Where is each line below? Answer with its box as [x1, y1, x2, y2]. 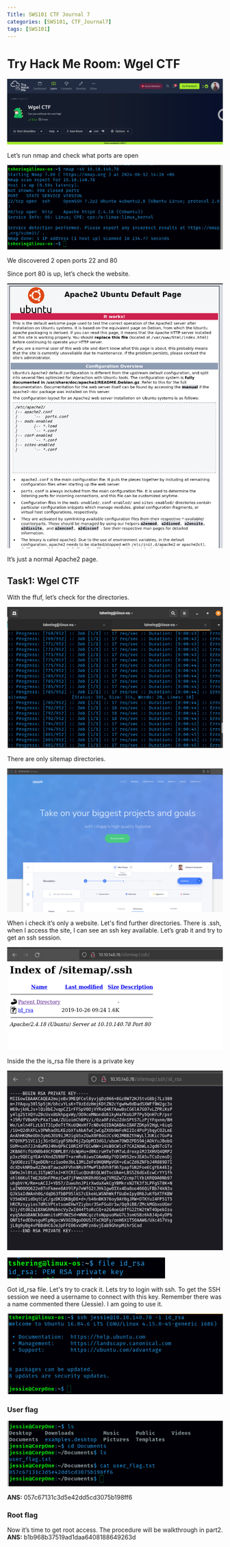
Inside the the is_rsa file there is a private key [7, 1057, 135, 1065]
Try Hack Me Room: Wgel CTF [7, 56, 181, 71]
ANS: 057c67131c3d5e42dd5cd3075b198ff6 [7, 1493, 133, 1501]
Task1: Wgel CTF [7, 575, 80, 586]
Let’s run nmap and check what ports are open [7, 152, 139, 160]
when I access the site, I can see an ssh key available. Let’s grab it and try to [7, 926, 222, 935]
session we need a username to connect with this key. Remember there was [7, 1293, 222, 1301]
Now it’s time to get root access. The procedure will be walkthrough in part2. [7, 1526, 223, 1534]
